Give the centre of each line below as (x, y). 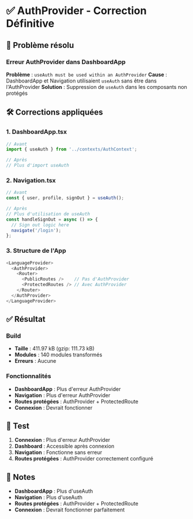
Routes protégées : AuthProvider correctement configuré (84, 459)
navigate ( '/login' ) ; (36, 230)
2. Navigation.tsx (31, 180)
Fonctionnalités (29, 376)
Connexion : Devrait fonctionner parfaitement (70, 510)
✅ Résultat (26, 319)
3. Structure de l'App (36, 251)
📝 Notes (21, 477)
